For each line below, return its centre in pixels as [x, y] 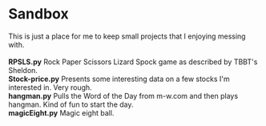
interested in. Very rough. [50, 87]
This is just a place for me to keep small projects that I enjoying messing [127, 36]
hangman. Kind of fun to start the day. [71, 104]
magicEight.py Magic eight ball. [61, 112]
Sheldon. [23, 70]
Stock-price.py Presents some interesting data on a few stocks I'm [119, 79]
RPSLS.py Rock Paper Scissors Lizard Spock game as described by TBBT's [133, 62]
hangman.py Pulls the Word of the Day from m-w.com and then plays [123, 96]
